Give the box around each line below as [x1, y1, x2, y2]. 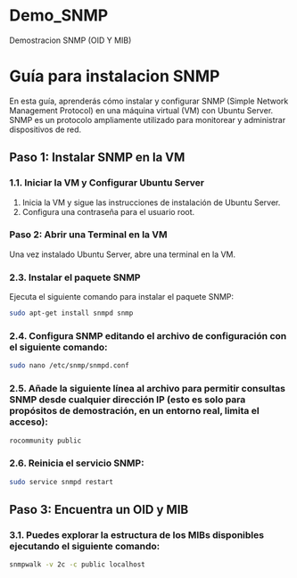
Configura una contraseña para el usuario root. [21, 206, 195, 217]
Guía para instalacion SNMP [9, 66, 220, 87]
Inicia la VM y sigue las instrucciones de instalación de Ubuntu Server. [21, 197, 281, 208]
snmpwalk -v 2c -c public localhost [9, 560, 145, 569]
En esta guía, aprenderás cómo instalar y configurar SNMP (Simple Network [9, 95, 289, 106]
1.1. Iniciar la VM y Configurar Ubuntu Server [9, 177, 205, 189]
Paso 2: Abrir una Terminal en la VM [9, 228, 168, 241]
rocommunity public [9, 436, 82, 445]
